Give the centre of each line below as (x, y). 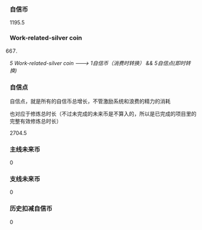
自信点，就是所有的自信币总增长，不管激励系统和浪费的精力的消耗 (90, 101)
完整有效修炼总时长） (36, 121)
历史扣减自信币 (31, 209)
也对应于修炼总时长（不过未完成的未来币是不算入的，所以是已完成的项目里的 (103, 114)
